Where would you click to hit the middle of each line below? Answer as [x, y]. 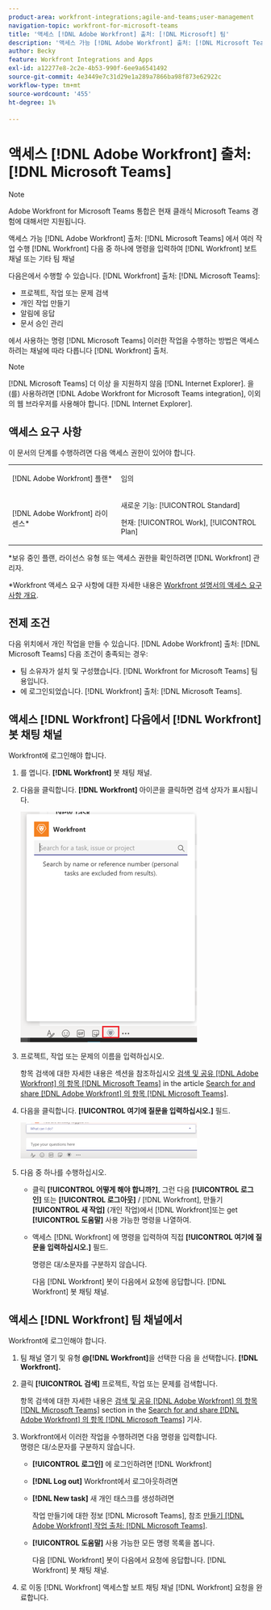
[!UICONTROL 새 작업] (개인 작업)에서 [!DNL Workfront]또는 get [135, 1210]
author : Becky [32, 51]
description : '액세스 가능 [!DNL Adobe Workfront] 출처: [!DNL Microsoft [129, 43]
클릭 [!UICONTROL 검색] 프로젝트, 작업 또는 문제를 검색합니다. [119, 1384]
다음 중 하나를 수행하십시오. [63, 1173]
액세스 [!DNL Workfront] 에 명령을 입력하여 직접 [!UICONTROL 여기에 [143, 1237]
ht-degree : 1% [32, 102]
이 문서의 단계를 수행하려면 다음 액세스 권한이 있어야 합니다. [102, 452]
